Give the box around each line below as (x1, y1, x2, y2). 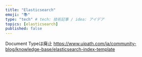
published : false (5, 26, 42, 31)
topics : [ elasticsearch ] (5, 21, 58, 27)
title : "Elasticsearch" (5, 7, 56, 13)
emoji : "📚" (5, 12, 30, 17)
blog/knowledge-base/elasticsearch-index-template (5, 46, 115, 52)
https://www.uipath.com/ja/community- (53, 41, 137, 47)
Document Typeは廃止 (5, 41, 53, 47)
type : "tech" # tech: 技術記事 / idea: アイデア (5, 17, 105, 22)
